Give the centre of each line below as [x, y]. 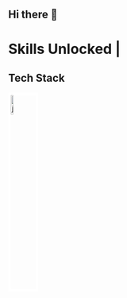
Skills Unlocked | [64, 49]
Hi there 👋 [33, 15]
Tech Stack [37, 77]
